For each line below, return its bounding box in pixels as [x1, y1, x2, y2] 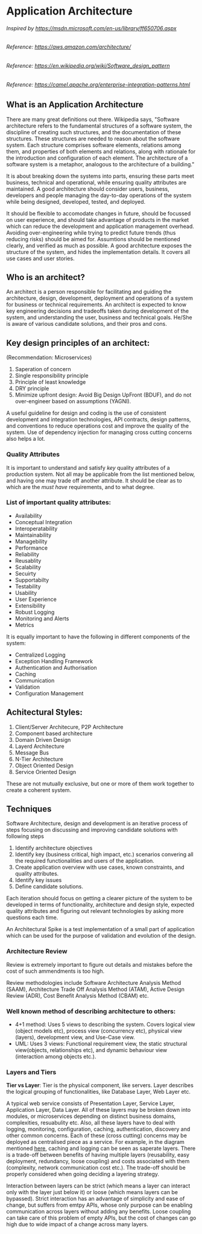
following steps [6, 833, 44, 840]
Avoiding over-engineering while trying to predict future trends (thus [6, 229, 176, 236]
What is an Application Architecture [6, 100, 144, 110]
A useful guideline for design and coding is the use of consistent [6, 409, 167, 417]
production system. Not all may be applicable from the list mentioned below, [6, 470, 195, 478]
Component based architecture [14, 730, 93, 737]
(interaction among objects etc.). [14, 1053, 96, 1060]
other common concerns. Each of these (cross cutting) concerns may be [6, 1132, 187, 1139]
